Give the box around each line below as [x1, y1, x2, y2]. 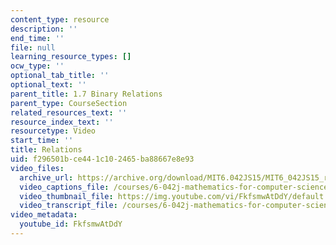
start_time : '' [10, 136, 74, 146]
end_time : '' [10, 33, 65, 43]
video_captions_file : [19, 182, 110, 192]
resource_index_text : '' [10, 117, 114, 127]
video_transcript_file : [19, 201, 118, 211]
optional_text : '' [10, 80, 87, 90]
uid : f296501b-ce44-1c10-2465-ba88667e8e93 [10, 154, 195, 164]
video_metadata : [10, 210, 78, 220]
